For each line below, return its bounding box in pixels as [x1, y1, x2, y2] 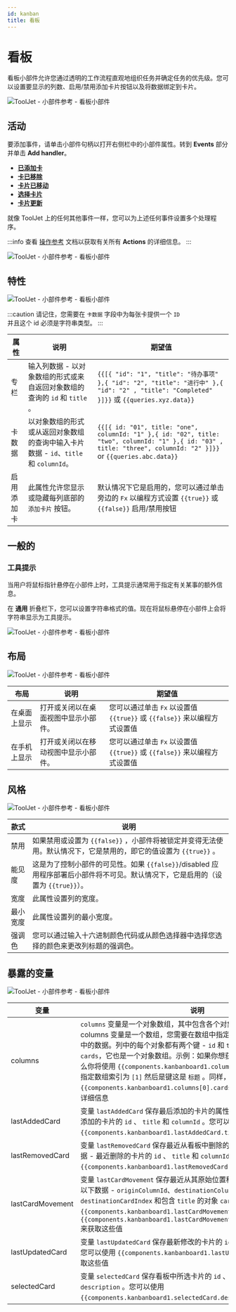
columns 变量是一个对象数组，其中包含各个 [80, 1020, 221, 1030]
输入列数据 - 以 [27, 361, 79, 371]
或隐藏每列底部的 [27, 493, 85, 503]
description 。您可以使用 [80, 1282, 164, 1292]
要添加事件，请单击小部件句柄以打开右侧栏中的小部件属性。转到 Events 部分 [7, 140, 228, 148]
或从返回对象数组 [27, 427, 85, 437]
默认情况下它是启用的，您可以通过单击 [97, 483, 225, 493]
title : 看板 [7, 17, 40, 24]
